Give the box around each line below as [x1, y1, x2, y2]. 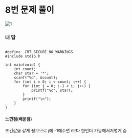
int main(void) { [5, 62, 41, 67]
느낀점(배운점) [5, 116, 32, 122]
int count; [14, 67, 36, 72]
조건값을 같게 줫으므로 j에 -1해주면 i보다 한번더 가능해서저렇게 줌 [5, 128, 127, 134]
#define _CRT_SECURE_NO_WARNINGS [5, 50, 73, 55]
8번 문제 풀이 [5, 4, 55, 16]
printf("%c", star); [31, 88, 73, 93]
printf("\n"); [22, 97, 51, 101]
